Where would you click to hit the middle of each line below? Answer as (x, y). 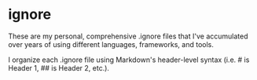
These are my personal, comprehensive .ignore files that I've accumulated (128, 36)
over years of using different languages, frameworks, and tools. (111, 44)
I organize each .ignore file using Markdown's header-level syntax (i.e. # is (129, 60)
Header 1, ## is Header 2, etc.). (59, 67)
